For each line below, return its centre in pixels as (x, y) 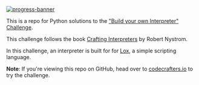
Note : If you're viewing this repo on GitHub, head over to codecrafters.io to (100, 69)
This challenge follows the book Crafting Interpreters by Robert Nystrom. (97, 39)
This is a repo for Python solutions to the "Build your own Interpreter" (93, 21)
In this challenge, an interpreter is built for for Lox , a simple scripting (91, 51)
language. (19, 57)
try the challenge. (28, 75)
